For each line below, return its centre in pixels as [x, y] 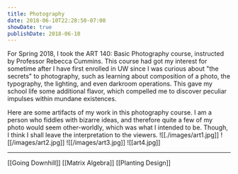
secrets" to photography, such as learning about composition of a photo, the [119, 76]
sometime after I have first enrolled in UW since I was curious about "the [113, 69]
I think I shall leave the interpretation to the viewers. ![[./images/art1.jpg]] [113, 135]
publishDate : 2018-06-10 [44, 34]
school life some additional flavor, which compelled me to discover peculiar [117, 91]
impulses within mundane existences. [62, 99]
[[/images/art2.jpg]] [36, 143]
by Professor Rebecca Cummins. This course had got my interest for [107, 62]
